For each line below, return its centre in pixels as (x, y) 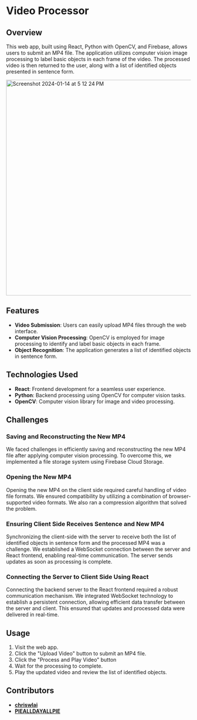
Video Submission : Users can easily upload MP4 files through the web (100, 325)
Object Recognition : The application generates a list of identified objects (103, 350)
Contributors (30, 691)
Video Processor (47, 11)
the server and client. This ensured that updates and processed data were (96, 608)
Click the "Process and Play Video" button (65, 660)
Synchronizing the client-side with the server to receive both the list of (91, 537)
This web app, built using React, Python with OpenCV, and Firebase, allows (97, 46)
